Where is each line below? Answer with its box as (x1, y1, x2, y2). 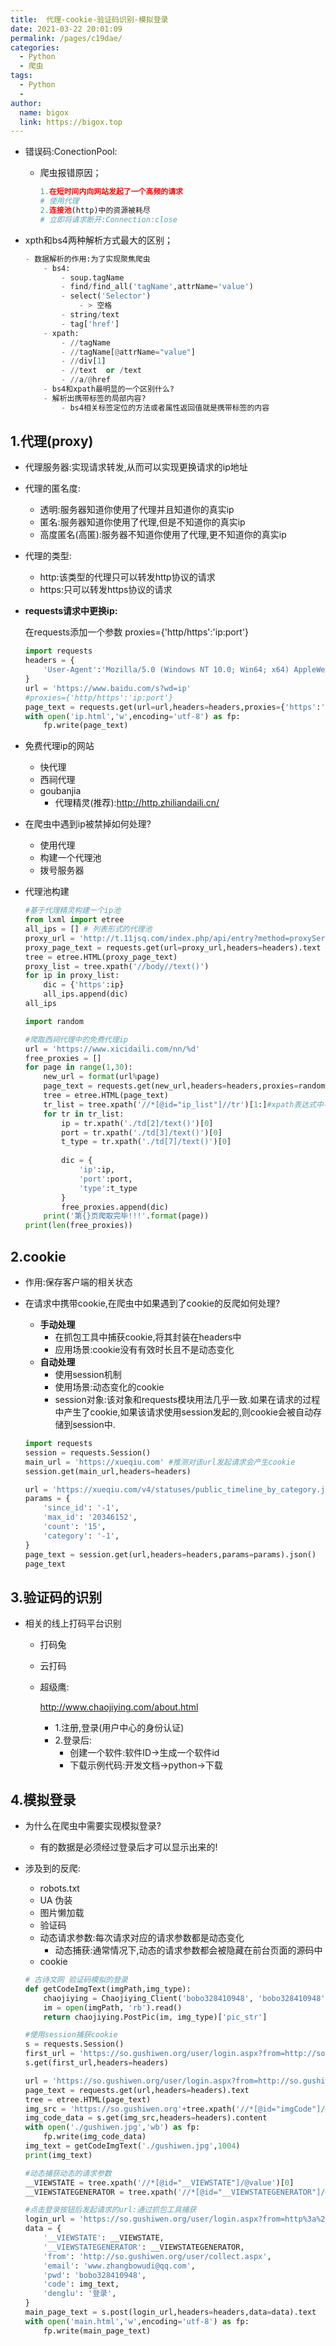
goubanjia (39, 785, 82, 797)
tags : (10, 71, 33, 81)
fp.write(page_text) (43, 721, 129, 731)
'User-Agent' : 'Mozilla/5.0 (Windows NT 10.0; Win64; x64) (43, 665, 290, 675)
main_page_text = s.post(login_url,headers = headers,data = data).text (24, 2307, 317, 2317)
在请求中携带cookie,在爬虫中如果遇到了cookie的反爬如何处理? (24, 1297, 281, 1309)
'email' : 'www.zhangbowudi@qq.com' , (43, 2261, 196, 2271)
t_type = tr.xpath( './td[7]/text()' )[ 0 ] (61, 1137, 232, 1147)
